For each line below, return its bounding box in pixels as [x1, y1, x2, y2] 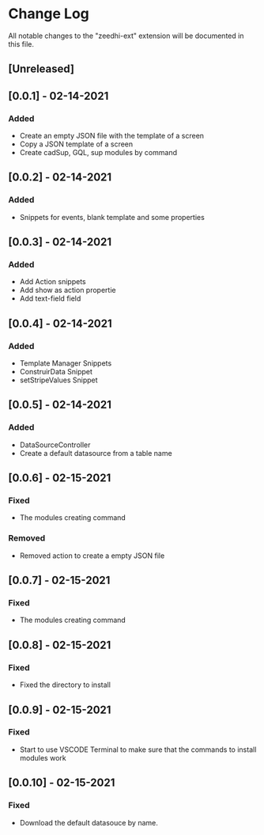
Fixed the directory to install [19, 680, 111, 689]
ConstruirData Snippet [19, 367, 93, 377]
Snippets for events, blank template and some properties [19, 212, 206, 222]
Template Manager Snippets [19, 359, 112, 368]
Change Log [8, 5, 89, 23]
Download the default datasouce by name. [19, 818, 158, 827]
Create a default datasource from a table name [19, 448, 172, 457]
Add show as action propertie [19, 286, 116, 295]
